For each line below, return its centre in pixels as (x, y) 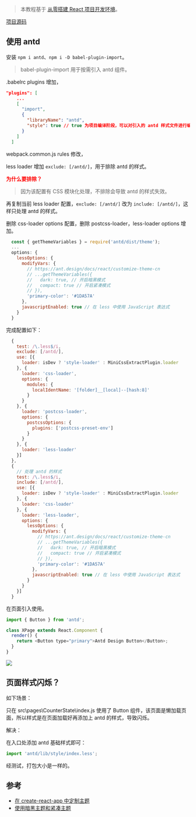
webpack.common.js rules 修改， (46, 154)
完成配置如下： (24, 329)
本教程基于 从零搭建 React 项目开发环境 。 (70, 9)
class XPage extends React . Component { (55, 630)
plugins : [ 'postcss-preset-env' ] (73, 428)
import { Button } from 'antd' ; (45, 620)
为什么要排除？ (24, 178)
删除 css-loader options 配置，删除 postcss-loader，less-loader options (93, 223)
